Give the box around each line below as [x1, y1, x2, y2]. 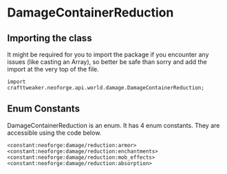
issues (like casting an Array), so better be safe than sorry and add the [7, 58, 208, 66]
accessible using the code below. [7, 129, 102, 137]
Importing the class [7, 32, 92, 44]
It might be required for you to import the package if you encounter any [7, 50, 209, 58]
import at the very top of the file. [7, 65, 99, 73]
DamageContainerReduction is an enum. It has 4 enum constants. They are [7, 121, 220, 129]
